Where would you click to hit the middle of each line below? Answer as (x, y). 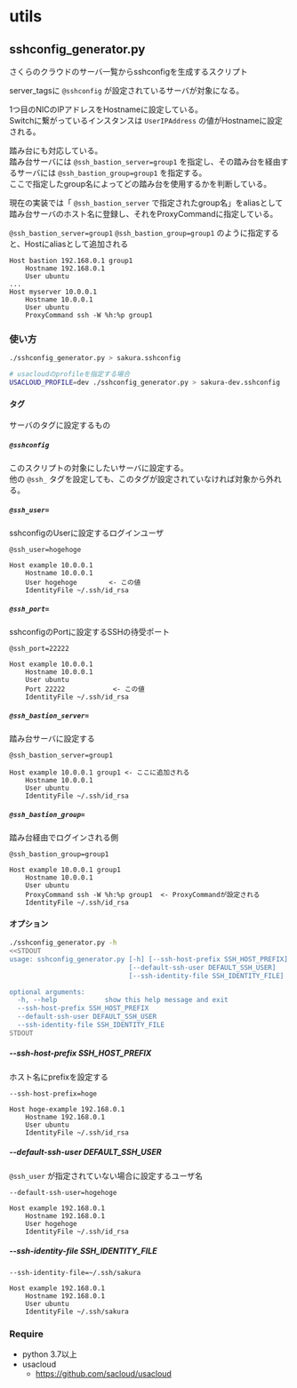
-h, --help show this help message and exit (123, 1000)
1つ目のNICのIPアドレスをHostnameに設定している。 (106, 109)
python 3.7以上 (49, 1354)
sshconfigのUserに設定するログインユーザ (87, 533)
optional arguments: (48, 992)
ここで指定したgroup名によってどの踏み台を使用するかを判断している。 (140, 184)
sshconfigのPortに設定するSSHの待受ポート (90, 632)
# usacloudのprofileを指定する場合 (70, 374)
